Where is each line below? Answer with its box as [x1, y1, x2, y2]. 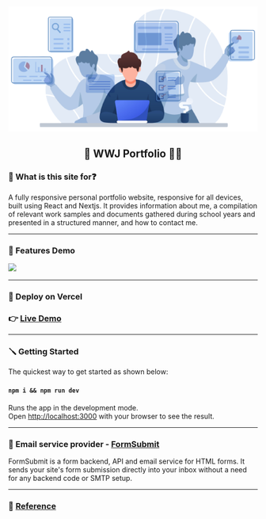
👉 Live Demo [8, 312, 62, 323]
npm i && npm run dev [8, 387, 80, 395]
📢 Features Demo [8, 245, 75, 256]
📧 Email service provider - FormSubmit [8, 438, 160, 449]
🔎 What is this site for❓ [8, 171, 97, 182]
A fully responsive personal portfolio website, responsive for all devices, [8, 193, 244, 202]
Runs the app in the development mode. [8, 403, 139, 412]
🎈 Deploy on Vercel [8, 291, 83, 302]
